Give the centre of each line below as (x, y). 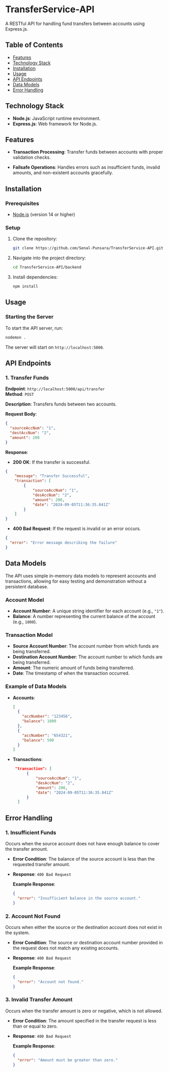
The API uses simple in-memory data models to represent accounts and (81, 576)
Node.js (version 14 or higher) (44, 215)
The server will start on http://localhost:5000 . (55, 347)
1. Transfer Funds (27, 377)
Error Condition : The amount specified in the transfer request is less (84, 1020)
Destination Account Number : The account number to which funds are (88, 657)
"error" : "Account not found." (51, 982)
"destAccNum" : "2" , (31, 433)
